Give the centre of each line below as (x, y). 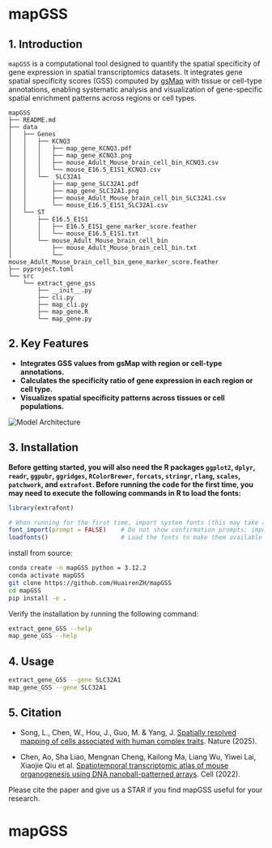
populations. (42, 406)
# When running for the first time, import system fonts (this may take (134, 523)
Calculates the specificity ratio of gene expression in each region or (136, 380)
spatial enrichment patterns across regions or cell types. (102, 98)
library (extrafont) (41, 508)
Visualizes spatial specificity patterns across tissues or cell (122, 398)
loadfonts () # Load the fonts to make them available (136, 538)
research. (24, 798)
